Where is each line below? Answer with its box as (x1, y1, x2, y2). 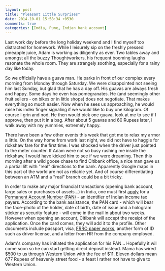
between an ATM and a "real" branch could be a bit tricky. (5, 174, 123, 180)
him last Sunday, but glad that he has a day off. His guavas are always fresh (5, 86, 159, 91)
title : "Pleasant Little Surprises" (5, 12, 80, 17)
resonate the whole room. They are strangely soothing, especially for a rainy (5, 60, 160, 66)
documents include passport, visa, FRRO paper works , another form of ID (5, 226, 154, 231)
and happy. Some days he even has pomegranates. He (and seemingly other (5, 91, 161, 97)
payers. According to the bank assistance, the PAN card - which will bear (5, 199, 154, 205)
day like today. (5, 65, 34, 72)
